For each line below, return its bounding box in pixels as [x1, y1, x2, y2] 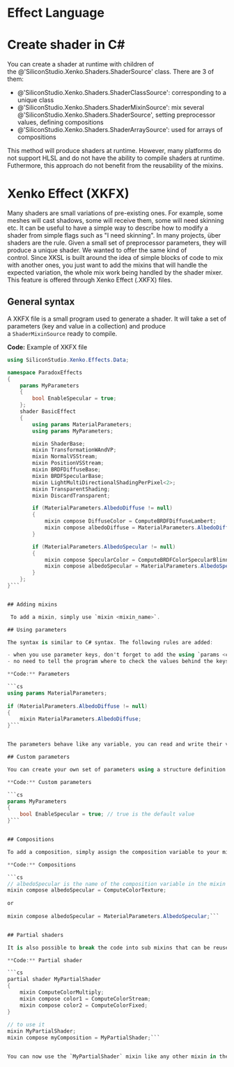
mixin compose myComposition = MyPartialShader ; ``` [7, 1034, 160, 1042]
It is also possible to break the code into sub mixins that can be [7, 944, 210, 951]
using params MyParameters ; [32, 428, 114, 435]
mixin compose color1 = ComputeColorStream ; [19, 995, 151, 1002]
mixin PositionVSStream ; [32, 460, 104, 467]
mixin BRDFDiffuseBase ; [32, 466, 101, 473]
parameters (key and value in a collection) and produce [7, 321, 166, 330]
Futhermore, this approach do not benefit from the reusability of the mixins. [7, 161, 224, 170]
